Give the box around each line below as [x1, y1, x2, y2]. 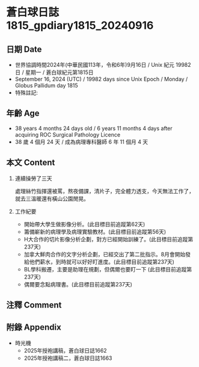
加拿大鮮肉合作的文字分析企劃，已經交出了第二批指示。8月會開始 [23, 250, 186, 258]
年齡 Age [6, 108, 40, 119]
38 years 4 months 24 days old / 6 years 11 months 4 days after [14, 125, 173, 132]
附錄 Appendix [6, 322, 61, 333]
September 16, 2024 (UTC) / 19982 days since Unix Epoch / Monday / [14, 76, 188, 82]
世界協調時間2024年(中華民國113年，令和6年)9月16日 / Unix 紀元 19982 [14, 61, 191, 68]
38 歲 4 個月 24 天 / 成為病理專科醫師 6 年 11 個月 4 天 [14, 138, 148, 145]
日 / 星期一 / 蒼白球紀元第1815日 [14, 69, 94, 76]
